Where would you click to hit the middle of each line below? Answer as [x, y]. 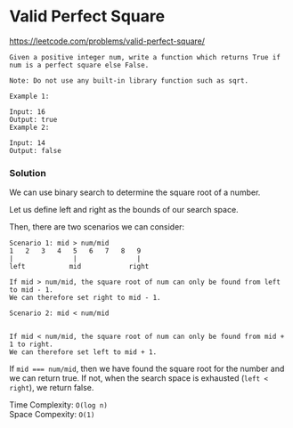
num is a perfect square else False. [79, 65]
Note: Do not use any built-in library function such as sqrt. [129, 81]
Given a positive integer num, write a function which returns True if [145, 57]
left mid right [79, 267]
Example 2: [29, 127]
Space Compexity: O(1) [52, 415]
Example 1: [29, 96]
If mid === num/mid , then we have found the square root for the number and [147, 369]
